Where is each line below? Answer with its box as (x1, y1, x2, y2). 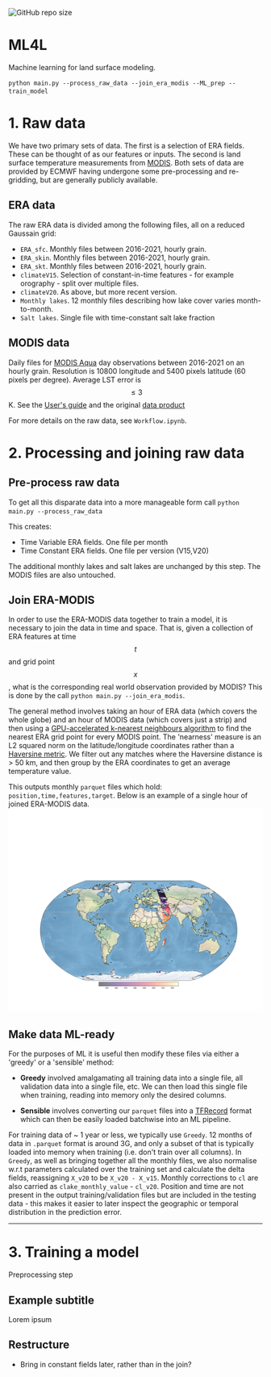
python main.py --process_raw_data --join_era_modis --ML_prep (8, 79, 226, 87)
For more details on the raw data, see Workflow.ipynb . (8, 416, 187, 425)
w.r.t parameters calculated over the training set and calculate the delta (8, 1165, 245, 1174)
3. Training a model (8, 1243, 140, 1262)
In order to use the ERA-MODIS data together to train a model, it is (8, 614, 228, 625)
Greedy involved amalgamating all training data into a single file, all (19, 1074, 244, 1083)
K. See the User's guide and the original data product (8, 400, 186, 409)
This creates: (8, 521, 52, 531)
